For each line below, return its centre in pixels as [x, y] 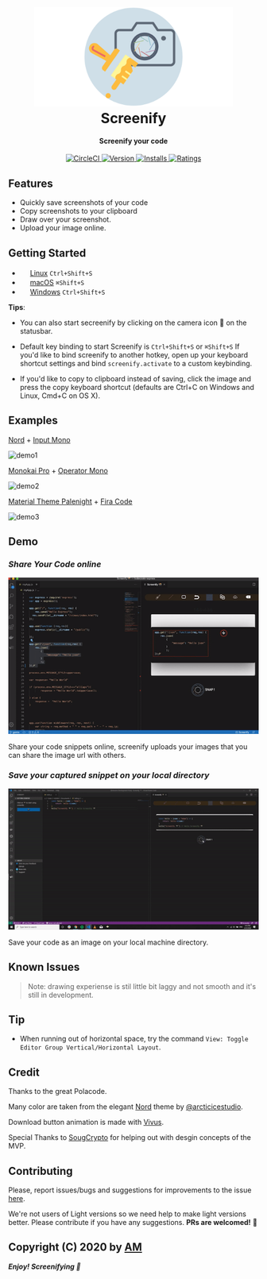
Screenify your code [133, 141]
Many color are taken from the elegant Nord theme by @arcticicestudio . [126, 1107]
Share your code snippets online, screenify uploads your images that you [128, 746]
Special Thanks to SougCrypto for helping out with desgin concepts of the [130, 1138]
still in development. [60, 995]
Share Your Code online [55, 564]
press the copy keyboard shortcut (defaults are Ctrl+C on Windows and [137, 388]
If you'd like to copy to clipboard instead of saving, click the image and [135, 379]
